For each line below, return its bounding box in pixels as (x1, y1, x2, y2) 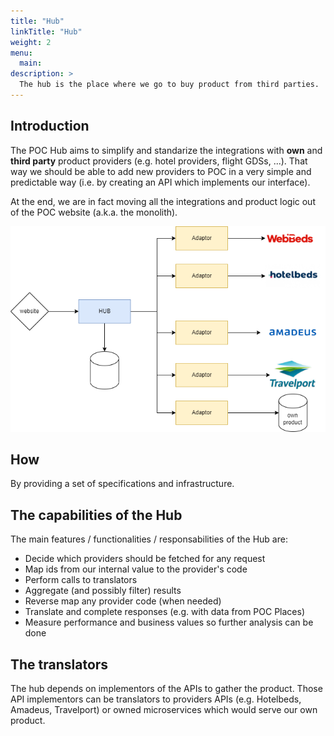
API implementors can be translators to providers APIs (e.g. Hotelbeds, (10, 693, 302, 705)
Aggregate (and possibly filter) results (24, 585, 182, 597)
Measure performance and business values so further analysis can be (24, 616, 314, 629)
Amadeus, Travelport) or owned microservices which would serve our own (10, 704, 318, 716)
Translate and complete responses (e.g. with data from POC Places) (24, 606, 306, 618)
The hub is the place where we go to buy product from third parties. (19, 80, 320, 90)
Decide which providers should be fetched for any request (24, 553, 266, 565)
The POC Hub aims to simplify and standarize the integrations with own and (10, 144, 323, 156)
